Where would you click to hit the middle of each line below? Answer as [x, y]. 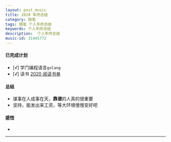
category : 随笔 [21, 19]
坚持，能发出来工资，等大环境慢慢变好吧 [55, 105]
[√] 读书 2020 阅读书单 [37, 74]
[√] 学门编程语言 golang [37, 68]
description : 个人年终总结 [33, 34]
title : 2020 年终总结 [27, 15]
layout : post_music [26, 10]
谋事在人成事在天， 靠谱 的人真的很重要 [53, 99]
